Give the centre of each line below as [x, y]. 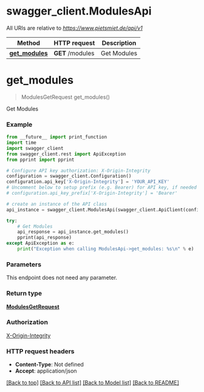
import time [21, 143]
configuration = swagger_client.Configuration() [69, 176]
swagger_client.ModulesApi [79, 11]
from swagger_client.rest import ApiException [66, 154]
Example [19, 124]
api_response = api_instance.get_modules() [73, 232]
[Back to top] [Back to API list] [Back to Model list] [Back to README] [93, 383]
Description [119, 42]
